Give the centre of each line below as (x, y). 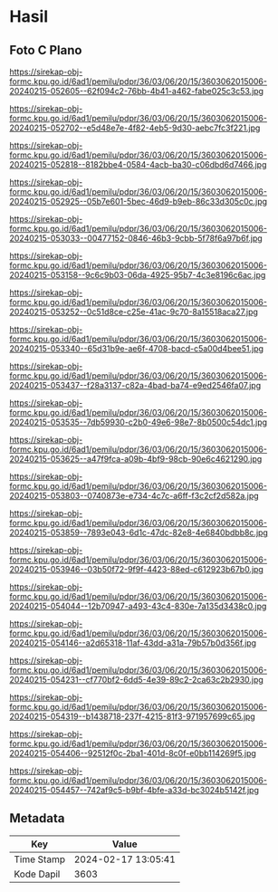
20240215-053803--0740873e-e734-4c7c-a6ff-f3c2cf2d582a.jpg (134, 496)
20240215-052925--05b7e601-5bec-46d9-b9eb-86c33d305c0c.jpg (139, 201)
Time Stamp (40, 859)
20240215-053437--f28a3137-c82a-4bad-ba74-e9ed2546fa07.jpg (135, 385)
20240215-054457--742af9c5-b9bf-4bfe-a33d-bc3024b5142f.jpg (134, 790)
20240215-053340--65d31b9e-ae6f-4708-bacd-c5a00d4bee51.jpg (137, 349)
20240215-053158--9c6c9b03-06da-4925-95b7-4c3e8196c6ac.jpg (138, 275)
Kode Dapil (37, 874)
